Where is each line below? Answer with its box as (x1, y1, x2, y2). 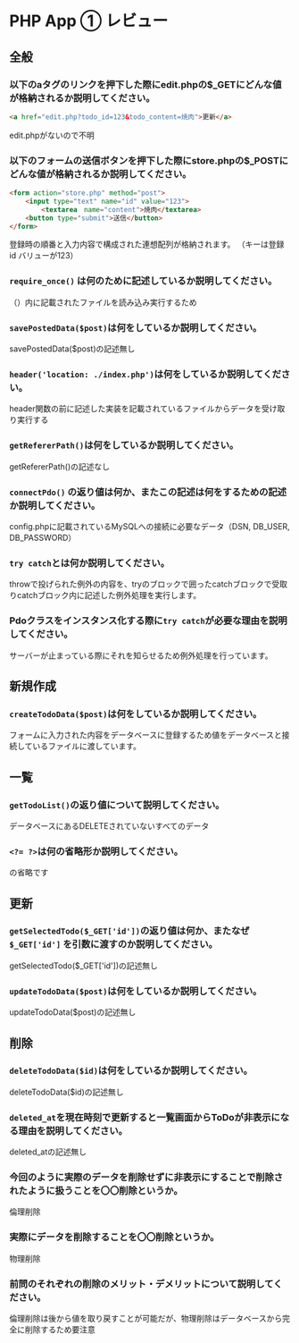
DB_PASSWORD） (9, 532, 77, 543)
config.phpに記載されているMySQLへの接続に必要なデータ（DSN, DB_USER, (9, 520, 290, 531)
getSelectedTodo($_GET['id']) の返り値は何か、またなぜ (9, 925, 250, 937)
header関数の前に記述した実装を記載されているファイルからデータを (9, 403, 262, 414)
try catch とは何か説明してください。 (9, 556, 170, 569)
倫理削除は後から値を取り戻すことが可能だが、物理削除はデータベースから (9, 1313, 283, 1324)
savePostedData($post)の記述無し (9, 343, 136, 354)
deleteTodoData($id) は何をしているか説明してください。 (9, 1064, 253, 1077)
